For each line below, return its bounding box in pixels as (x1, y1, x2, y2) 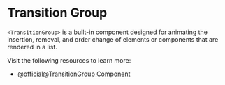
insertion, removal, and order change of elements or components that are (7, 35, 219, 43)
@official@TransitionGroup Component (17, 70, 131, 78)
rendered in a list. (7, 42, 58, 51)
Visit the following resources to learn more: (7, 56, 131, 64)
